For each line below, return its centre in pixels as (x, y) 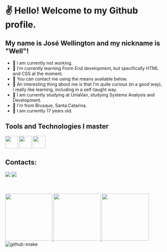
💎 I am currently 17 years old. (42, 111)
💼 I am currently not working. (42, 63)
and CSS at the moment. (38, 73)
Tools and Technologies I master (57, 126)
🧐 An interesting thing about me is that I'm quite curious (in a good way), (87, 84)
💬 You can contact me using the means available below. (70, 79)
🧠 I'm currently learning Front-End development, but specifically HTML (86, 68)
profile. (21, 25)
